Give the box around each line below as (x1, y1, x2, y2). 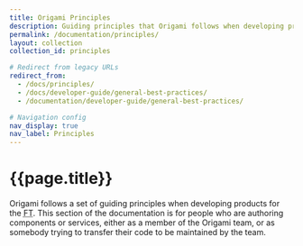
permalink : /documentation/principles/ (9, 30, 160, 39)
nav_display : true (9, 121, 78, 131)
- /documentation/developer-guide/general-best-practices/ (17, 96, 244, 105)
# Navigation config (9, 113, 87, 122)
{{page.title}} (9, 169, 113, 189)
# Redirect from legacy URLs (9, 63, 119, 72)
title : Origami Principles (9, 13, 111, 23)
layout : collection (9, 38, 83, 48)
